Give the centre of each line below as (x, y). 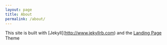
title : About (19, 14)
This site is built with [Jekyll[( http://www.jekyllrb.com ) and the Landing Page (83, 33)
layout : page (19, 10)
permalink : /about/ (25, 19)
